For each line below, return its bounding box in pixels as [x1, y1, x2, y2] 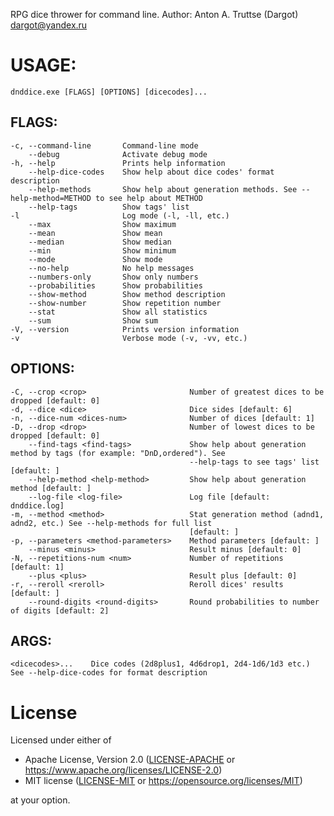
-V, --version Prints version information [10, 324, 240, 334]
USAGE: [10, 54, 77, 77]
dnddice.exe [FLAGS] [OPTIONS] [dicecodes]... [10, 87, 208, 97]
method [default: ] [10, 483, 92, 493]
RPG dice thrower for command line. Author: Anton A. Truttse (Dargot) [10, 9, 299, 20]
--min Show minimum [28, 245, 177, 256]
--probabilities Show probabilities [28, 280, 203, 291]
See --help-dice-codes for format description [10, 668, 208, 678]
